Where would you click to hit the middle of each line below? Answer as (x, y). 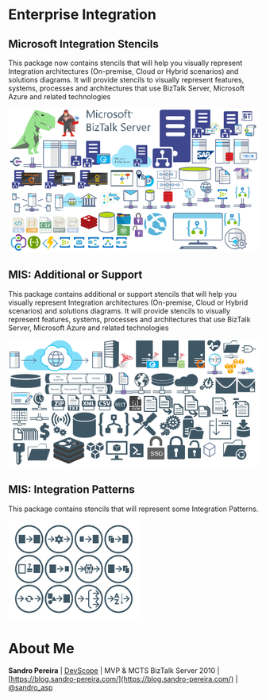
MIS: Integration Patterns (71, 490)
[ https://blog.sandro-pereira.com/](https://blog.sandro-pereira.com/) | (123, 679)
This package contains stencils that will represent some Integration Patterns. (133, 509)
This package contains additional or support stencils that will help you (122, 294)
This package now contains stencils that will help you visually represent (125, 63)
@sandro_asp (31, 687)
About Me (41, 648)
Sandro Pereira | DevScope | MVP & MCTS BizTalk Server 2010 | (114, 670)
